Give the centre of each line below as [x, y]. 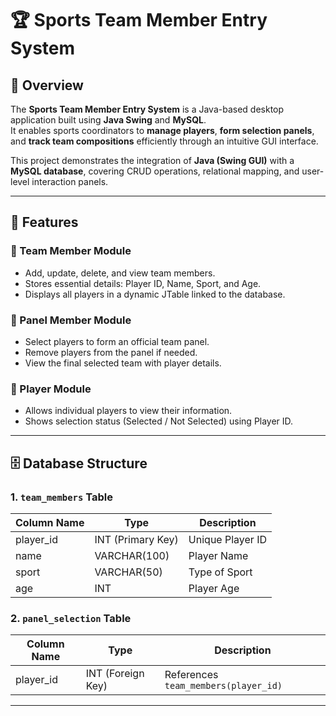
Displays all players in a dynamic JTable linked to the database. [155, 294]
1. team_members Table [61, 497]
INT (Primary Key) [136, 539]
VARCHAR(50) [128, 572]
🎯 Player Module [51, 389]
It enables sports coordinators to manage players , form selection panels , [162, 130]
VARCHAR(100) [132, 555]
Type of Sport [220, 572]
